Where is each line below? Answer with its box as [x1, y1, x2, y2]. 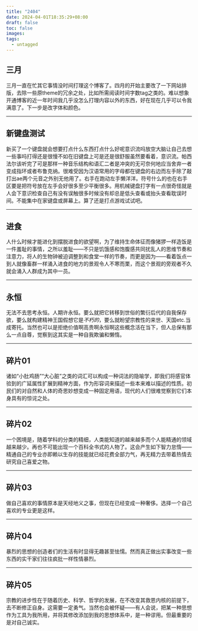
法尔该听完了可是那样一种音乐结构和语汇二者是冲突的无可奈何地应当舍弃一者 [6, 160, 192, 167]
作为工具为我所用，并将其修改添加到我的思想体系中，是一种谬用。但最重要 [6, 612, 187, 619]
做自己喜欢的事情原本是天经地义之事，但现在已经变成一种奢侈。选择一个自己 [6, 499, 192, 506]
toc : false [6, 25, 33, 31]
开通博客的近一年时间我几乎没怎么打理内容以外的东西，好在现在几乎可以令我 [6, 96, 192, 103]
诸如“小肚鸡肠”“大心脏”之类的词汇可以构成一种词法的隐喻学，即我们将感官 [6, 372, 186, 379]
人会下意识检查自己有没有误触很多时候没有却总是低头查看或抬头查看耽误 [6, 190, 181, 197]
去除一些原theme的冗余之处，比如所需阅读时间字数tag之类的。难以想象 [16, 89, 190, 96]
